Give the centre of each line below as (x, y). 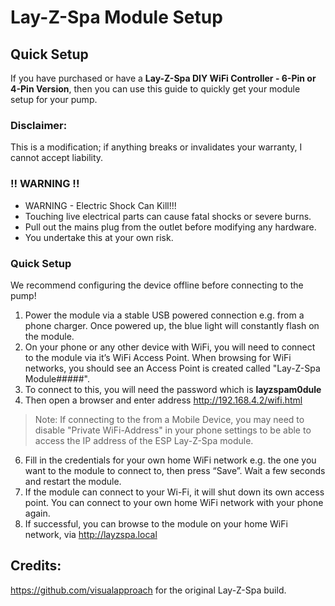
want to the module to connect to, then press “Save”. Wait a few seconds (175, 470)
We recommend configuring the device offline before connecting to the (157, 285)
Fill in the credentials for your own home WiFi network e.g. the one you (170, 460)
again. (37, 513)
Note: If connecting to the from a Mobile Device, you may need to (169, 419)
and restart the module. (73, 481)
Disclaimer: (39, 125)
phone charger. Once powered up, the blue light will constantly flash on (172, 325)
